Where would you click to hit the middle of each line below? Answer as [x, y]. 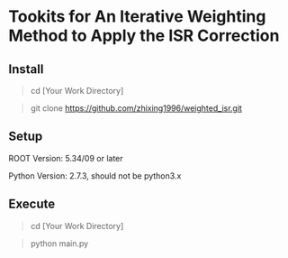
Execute [32, 204]
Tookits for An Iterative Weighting [137, 17]
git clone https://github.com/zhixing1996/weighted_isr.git [136, 108]
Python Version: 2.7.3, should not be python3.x [95, 175]
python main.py [59, 243]
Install [26, 69]
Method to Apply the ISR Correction [144, 36]
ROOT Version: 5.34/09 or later [66, 158]
